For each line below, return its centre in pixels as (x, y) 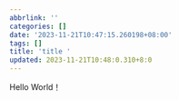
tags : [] (26, 43)
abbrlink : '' (34, 18)
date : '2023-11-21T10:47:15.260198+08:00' (91, 35)
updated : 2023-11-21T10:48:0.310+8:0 (81, 60)
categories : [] (38, 26)
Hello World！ (35, 87)
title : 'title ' (40, 52)
